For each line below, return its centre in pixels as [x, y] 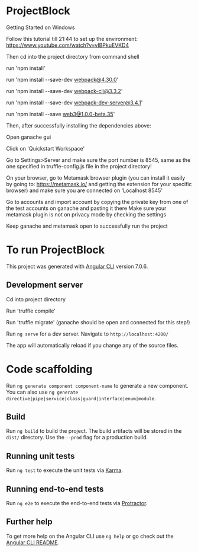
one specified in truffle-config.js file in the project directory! [79, 166]
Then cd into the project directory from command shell [73, 56]
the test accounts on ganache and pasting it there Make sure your [86, 208]
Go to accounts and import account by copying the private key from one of [97, 202]
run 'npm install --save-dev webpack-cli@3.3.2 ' [64, 91]
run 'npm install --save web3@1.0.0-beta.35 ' [61, 114]
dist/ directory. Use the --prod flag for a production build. [77, 438]
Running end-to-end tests [55, 489]
